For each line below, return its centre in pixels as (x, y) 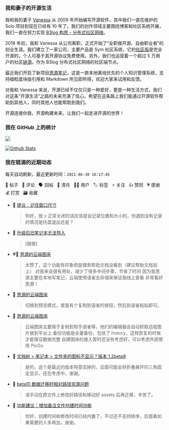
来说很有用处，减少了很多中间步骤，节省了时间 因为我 (100, 271)
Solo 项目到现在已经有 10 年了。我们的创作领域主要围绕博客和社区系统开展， (84, 26)
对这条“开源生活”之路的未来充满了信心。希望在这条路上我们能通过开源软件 (82, 96)
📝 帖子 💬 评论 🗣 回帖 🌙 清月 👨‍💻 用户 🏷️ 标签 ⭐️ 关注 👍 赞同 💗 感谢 (83, 185)
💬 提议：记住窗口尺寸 (34, 205)
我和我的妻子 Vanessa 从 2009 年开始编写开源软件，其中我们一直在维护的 (81, 20)
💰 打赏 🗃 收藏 (21, 193)
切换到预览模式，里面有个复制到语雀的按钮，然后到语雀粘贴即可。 (93, 305)
